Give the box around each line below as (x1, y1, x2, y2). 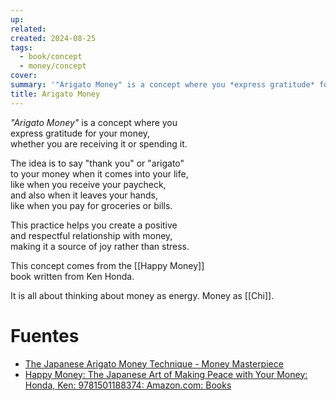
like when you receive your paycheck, (10, 178, 167, 190)
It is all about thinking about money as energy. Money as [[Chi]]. (10, 289, 275, 301)
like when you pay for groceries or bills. (10, 199, 173, 211)
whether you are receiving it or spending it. (10, 137, 188, 150)
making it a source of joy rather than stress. (10, 240, 190, 252)
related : (10, 24, 47, 34)
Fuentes (10, 324, 80, 347)
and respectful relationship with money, (10, 229, 173, 241)
